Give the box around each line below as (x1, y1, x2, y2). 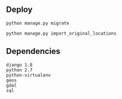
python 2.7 (6, 67, 33, 73)
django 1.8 (6, 62, 33, 68)
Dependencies (6, 46, 60, 56)
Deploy (6, 5, 33, 15)
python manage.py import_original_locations (6, 30, 117, 36)
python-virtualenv (6, 72, 51, 78)
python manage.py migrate (6, 20, 69, 26)
